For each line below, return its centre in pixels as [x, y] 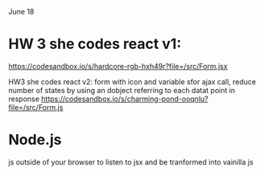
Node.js [35, 140]
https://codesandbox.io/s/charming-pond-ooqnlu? [125, 99]
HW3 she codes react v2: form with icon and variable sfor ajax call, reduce [132, 81]
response [24, 99]
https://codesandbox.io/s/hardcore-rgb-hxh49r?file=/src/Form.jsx [118, 66]
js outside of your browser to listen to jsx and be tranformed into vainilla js [131, 162]
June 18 [21, 12]
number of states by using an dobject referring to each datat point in [122, 90]
